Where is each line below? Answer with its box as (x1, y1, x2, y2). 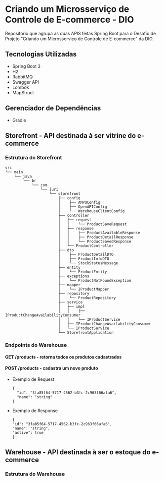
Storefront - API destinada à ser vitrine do (5, 131, 136, 140)
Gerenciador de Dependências (5, 104, 101, 113)
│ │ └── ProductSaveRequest (58, 222, 127, 227)
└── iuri (40, 187, 58, 192)
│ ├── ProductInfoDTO (58, 256, 110, 261)
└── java (14, 174, 32, 179)
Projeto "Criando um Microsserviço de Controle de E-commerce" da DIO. (5, 36, 154, 42)
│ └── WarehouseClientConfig (58, 209, 125, 214)
